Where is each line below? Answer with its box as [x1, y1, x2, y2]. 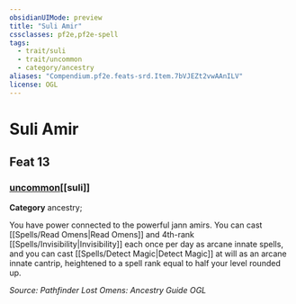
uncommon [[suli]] [9, 182, 90, 194]
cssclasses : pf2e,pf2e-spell [9, 30, 119, 39]
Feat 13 [9, 155, 50, 170]
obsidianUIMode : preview [9, 13, 103, 22]
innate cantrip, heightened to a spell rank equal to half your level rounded [9, 257, 281, 268]
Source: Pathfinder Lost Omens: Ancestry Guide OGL [9, 284, 207, 295]
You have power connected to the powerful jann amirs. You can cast [9, 219, 263, 230]
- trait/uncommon [17, 55, 83, 64]
